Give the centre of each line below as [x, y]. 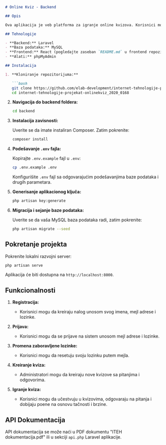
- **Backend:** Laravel [30, 43]
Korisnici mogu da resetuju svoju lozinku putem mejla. [74, 355]
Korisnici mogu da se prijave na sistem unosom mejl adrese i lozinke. [89, 336]
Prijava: [20, 327]
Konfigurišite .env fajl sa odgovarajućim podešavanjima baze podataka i [85, 177]
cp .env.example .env [34, 168]
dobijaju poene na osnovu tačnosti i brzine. [63, 404]
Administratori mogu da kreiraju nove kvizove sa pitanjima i [80, 375]
